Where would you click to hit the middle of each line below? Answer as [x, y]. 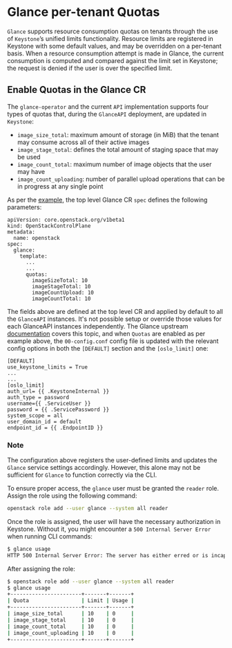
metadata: [21, 232]
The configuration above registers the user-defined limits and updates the [112, 460]
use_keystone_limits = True [48, 367]
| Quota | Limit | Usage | [71, 601]
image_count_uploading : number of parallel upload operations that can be [121, 179]
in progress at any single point [60, 186]
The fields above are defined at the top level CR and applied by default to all [115, 311]
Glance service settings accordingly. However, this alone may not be [104, 468]
